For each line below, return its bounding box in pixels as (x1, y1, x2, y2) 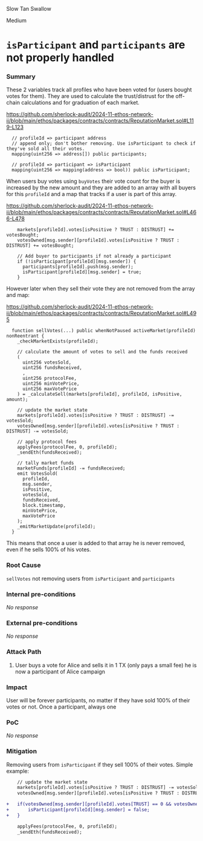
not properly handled (6, 51, 115, 65)
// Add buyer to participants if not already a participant (17, 254, 172, 260)
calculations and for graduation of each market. (21, 99, 140, 106)
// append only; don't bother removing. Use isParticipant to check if (11, 140, 196, 147)
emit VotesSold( (17, 471, 59, 477)
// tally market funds (17, 460, 74, 466)
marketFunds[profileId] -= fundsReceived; (17, 465, 126, 471)
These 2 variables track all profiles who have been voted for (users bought (6, 86, 192, 93)
